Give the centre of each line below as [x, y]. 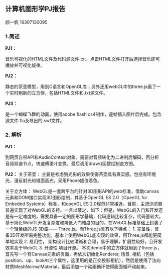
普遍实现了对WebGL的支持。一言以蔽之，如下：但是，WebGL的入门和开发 [82, 210]
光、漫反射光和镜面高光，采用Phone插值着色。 [54, 180]
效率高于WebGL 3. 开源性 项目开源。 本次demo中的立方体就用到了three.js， [83, 248]
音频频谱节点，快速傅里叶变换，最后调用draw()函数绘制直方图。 [71, 164]
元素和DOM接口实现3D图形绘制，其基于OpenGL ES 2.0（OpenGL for [76, 198]
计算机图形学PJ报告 [35, 9]
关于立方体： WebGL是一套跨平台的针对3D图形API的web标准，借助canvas [82, 191]
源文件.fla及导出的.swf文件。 [35, 121]
